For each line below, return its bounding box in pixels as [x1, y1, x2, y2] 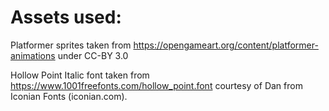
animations [10, 49, 56, 61]
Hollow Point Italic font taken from [10, 69, 150, 81]
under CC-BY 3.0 [57, 49, 129, 61]
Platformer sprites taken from [10, 39, 132, 51]
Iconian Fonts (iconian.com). [10, 90, 128, 102]
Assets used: [10, 6, 122, 29]
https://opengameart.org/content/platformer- [133, 39, 319, 51]
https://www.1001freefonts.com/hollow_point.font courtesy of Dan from [10, 79, 303, 91]
